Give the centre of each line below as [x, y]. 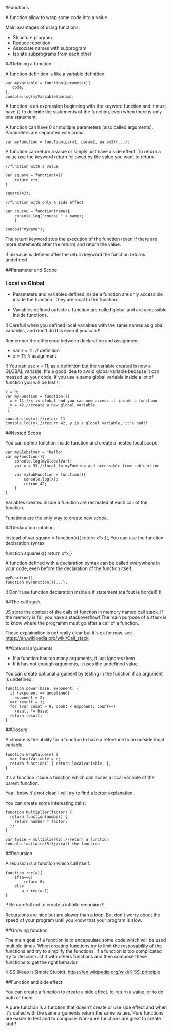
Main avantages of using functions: [43, 27]
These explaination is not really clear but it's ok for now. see [69, 633]
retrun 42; [35, 484]
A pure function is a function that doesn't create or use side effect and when [86, 1007]
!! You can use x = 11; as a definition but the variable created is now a [78, 366]
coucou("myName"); [25, 229]
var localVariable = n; [35, 759]
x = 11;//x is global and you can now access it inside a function [84, 401]
